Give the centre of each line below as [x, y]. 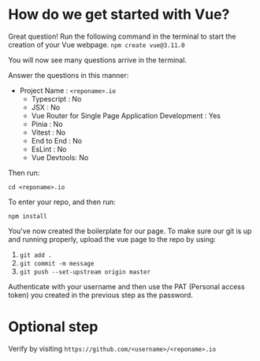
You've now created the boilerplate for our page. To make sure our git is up [130, 231]
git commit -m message [57, 263]
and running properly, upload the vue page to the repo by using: [112, 239]
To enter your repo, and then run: [62, 202]
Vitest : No [48, 132]
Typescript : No [56, 99]
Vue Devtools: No [60, 157]
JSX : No [46, 107]
